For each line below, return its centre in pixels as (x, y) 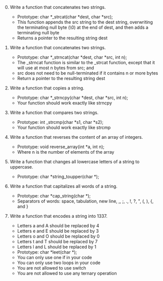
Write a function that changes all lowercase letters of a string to (75, 162)
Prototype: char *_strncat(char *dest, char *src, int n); (72, 57)
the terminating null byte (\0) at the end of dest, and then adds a (83, 27)
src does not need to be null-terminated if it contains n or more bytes (88, 73)
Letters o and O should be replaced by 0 (58, 236)
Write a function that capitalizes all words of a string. (64, 186)
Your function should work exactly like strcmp (64, 127)
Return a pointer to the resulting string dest (61, 78)
